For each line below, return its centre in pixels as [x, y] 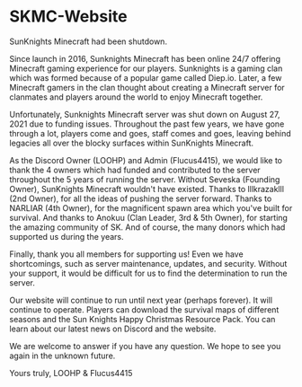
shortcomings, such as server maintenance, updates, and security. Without [148, 263]
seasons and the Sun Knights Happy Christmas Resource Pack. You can [142, 319]
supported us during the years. [67, 236]
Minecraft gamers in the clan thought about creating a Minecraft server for [147, 87]
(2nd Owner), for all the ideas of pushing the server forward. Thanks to [141, 198]
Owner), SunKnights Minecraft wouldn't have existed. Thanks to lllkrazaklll [147, 189]
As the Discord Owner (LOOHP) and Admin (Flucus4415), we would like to [146, 160]
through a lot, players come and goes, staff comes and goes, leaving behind [150, 133]
